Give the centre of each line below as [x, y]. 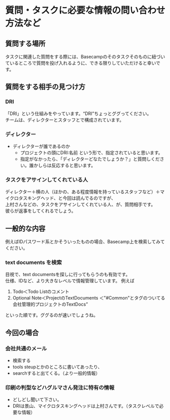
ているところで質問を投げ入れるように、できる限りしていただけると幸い [81, 63]
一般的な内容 [25, 229]
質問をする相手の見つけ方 [45, 87]
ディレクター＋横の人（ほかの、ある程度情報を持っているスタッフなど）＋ [83, 192]
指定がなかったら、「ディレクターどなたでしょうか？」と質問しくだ [90, 159]
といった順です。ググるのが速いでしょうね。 [52, 315]
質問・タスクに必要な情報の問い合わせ [86, 10]
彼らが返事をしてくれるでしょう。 [41, 211]
